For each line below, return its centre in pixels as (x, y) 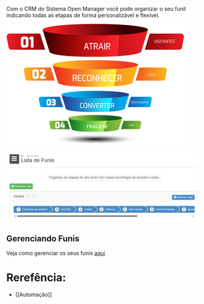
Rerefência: (36, 278)
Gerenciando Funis (43, 239)
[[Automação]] (33, 294)
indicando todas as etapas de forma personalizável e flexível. (83, 15)
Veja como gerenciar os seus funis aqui (56, 253)
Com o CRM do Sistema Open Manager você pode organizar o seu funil (96, 9)
